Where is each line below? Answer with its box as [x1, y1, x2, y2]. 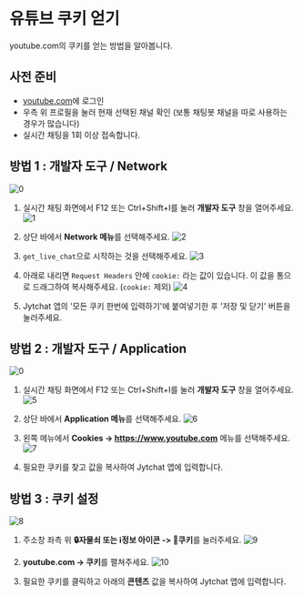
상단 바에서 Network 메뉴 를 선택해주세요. [22, 231, 171, 242]
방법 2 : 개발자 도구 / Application [9, 340, 187, 356]
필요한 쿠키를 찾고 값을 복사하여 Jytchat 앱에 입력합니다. [22, 461, 224, 473]
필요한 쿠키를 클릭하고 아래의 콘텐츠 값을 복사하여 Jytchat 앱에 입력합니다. [22, 576, 287, 587]
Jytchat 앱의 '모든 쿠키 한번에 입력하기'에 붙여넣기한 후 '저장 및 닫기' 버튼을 [22, 300, 291, 311]
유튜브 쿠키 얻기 [9, 8, 120, 29]
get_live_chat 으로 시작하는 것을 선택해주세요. [22, 250, 188, 261]
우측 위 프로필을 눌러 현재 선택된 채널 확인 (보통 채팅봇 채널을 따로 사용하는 [22, 106, 288, 117]
